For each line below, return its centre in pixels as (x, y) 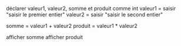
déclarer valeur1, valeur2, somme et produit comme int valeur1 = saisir (91, 8)
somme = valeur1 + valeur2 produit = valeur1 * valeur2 (72, 26)
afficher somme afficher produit (45, 37)
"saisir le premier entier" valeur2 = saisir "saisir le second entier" (85, 15)
